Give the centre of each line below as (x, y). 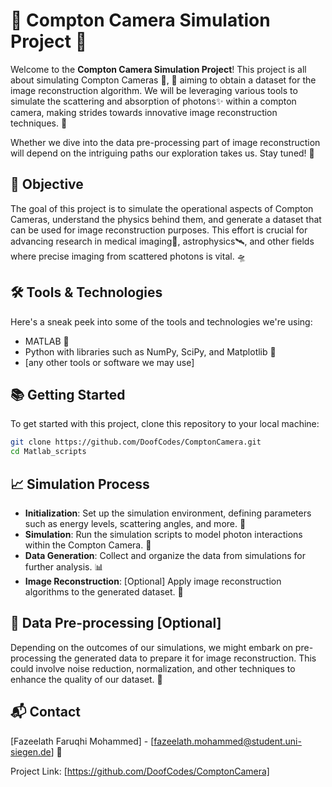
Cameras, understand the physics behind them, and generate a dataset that (166, 219)
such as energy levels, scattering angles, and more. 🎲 (135, 523)
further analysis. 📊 (64, 566)
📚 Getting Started (68, 394)
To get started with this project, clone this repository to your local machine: (165, 424)
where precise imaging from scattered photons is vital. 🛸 (128, 256)
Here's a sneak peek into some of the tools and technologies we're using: (161, 321)
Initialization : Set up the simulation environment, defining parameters (168, 513)
